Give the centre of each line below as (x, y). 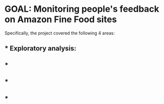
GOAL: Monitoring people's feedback (82, 9)
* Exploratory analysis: (41, 48)
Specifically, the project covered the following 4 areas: (60, 33)
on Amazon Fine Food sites (61, 19)
